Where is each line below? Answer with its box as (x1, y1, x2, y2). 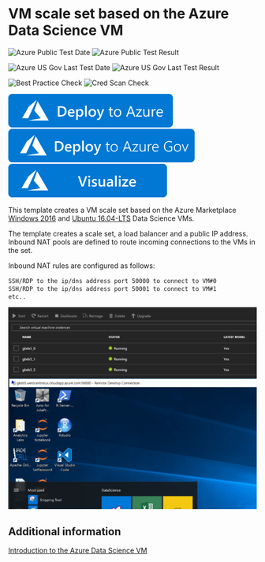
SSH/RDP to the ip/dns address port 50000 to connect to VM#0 (8, 277, 217, 285)
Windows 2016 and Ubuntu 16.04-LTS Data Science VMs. (8, 214, 195, 223)
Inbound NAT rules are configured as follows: (8, 261, 155, 270)
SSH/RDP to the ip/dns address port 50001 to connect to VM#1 (8, 285, 217, 292)
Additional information (8, 525, 121, 538)
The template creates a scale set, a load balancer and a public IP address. (8, 229, 248, 238)
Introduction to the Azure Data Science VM (8, 545, 147, 556)
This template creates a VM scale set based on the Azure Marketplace (8, 205, 237, 214)
